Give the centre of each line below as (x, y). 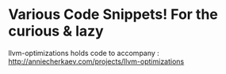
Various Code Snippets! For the (113, 15)
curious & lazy (56, 31)
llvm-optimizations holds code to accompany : (84, 53)
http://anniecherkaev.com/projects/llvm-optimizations (96, 61)
